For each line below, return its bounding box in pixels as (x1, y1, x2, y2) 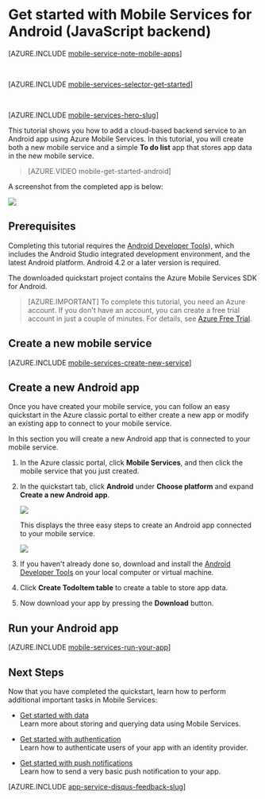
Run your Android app (8, 621, 119, 635)
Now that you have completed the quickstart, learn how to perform (8, 687, 226, 696)
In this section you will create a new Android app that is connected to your (8, 434, 251, 444)
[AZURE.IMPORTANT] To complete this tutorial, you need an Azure (27, 296, 246, 307)
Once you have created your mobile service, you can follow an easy (8, 402, 230, 411)
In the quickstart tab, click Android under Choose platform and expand (19, 482, 254, 492)
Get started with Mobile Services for (8, 6, 252, 24)
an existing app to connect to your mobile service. (8, 419, 172, 428)
